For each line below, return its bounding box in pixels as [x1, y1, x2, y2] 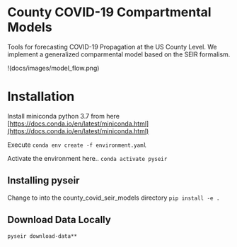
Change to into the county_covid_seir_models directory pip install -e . [7, 193, 220, 202]
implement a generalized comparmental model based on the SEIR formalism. [7, 50, 231, 59]
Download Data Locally [7, 214, 111, 226]
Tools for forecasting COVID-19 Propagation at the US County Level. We [7, 42, 217, 51]
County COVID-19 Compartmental [7, 4, 212, 20]
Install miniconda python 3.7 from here [7, 112, 120, 120]
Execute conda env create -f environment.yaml [7, 140, 147, 149]
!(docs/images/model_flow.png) [7, 64, 100, 72]
